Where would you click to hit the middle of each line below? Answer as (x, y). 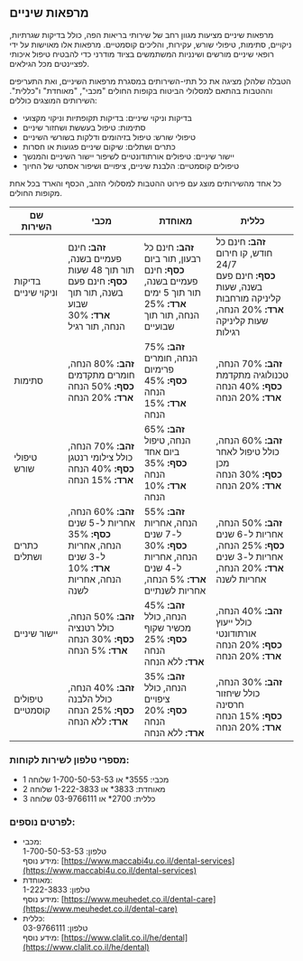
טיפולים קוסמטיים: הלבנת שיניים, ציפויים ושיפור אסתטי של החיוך (131, 165)
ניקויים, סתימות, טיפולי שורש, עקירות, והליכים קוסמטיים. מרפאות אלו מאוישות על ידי (151, 44)
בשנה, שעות (239, 286)
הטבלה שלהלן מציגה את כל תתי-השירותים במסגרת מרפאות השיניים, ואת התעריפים (150, 81)
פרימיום (159, 369)
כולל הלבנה (90, 699)
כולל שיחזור (238, 693)
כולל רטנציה (91, 628)
